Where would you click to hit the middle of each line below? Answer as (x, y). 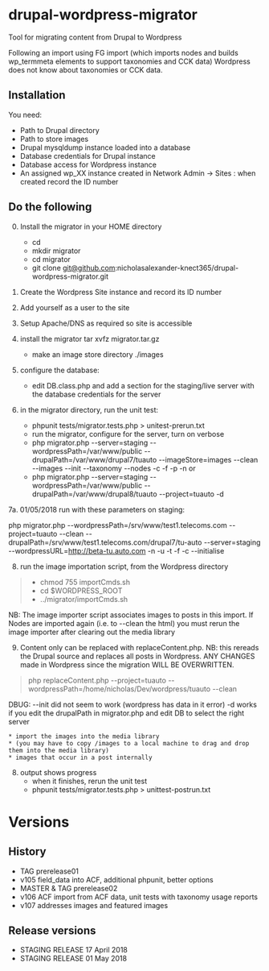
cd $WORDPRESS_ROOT (81, 591)
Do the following (50, 207)
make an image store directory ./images (98, 354)
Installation (37, 95)
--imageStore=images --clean (208, 459)
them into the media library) (59, 750)
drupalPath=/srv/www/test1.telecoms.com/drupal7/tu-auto (105, 542)
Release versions (52, 930)
